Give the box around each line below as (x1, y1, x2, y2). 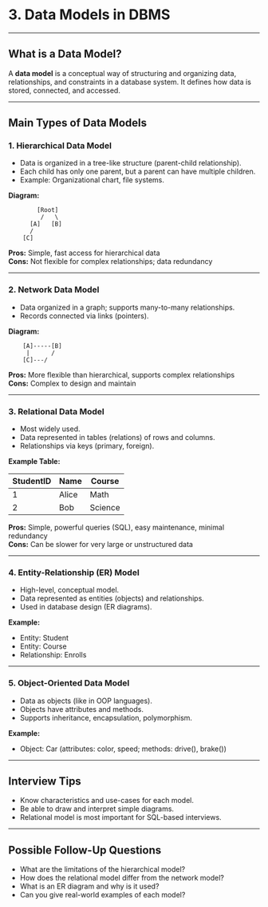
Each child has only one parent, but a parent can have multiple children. (19, 166, 256, 177)
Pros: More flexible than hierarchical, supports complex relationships (8, 370, 235, 379)
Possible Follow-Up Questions (8, 843, 162, 857)
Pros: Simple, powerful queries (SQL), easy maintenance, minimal (8, 522, 225, 533)
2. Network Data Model (8, 284, 100, 295)
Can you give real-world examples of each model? (19, 890, 186, 900)
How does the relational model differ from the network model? (19, 873, 225, 883)
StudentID (12, 476, 52, 487)
